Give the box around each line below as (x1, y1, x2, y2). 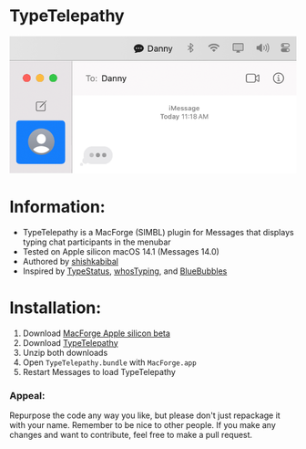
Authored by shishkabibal (22, 256, 119, 266)
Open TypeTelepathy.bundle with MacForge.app (22, 357, 198, 368)
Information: (9, 196, 107, 217)
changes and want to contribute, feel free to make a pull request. (9, 429, 253, 440)
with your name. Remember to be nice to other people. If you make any (9, 419, 276, 430)
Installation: (9, 298, 102, 318)
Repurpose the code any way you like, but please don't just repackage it (9, 410, 280, 421)
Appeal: (9, 389, 46, 402)
